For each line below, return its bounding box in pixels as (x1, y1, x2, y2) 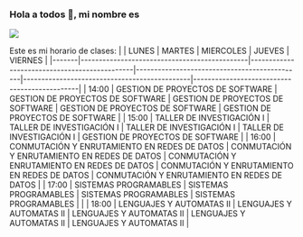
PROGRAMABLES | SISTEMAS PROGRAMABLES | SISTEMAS (9, 189, 235, 200)
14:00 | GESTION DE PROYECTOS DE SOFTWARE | (88, 84, 278, 95)
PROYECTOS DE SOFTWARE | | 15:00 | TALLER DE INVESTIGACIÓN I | (9, 113, 270, 123)
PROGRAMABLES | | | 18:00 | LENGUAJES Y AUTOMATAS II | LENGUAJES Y (9, 198, 292, 210)
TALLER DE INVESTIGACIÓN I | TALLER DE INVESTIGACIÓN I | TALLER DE (9, 122, 285, 133)
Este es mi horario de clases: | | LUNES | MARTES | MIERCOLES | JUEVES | (9, 45, 289, 57)
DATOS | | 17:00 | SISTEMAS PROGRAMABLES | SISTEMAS (9, 179, 229, 190)
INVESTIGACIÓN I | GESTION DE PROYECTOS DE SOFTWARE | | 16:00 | (9, 132, 276, 142)
